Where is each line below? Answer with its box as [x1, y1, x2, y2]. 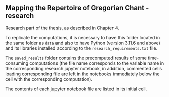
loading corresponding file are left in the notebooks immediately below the [5, 71, 160, 77]
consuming [5, 60, 29, 66]
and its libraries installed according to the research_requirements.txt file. [5, 45, 158, 51]
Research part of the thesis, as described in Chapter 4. [5, 25, 120, 31]
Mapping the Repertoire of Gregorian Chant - [5, 4, 149, 12]
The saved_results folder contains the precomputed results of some [5, 55, 147, 61]
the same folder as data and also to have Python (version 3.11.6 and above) [5, 40, 160, 46]
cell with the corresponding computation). [5, 76, 92, 82]
